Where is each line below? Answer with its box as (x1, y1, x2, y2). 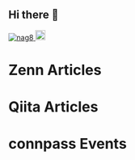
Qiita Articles (8, 98, 99, 116)
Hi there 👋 (8, 8, 59, 22)
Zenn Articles (8, 61, 102, 79)
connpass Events (8, 135, 127, 154)
